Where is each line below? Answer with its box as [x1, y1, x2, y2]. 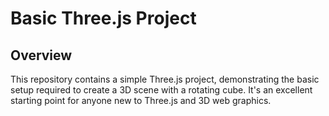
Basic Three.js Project [10, 7, 197, 30]
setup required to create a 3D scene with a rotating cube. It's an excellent [10, 84, 313, 96]
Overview [10, 47, 73, 64]
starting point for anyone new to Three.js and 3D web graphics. [10, 95, 272, 106]
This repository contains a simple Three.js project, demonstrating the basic [10, 73, 320, 85]
